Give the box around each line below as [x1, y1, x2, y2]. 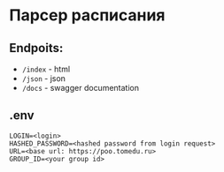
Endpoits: [9, 41, 64, 56]
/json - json [21, 73, 66, 84]
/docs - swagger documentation [21, 83, 140, 93]
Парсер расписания [9, 5, 166, 26]
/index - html [21, 64, 71, 74]
